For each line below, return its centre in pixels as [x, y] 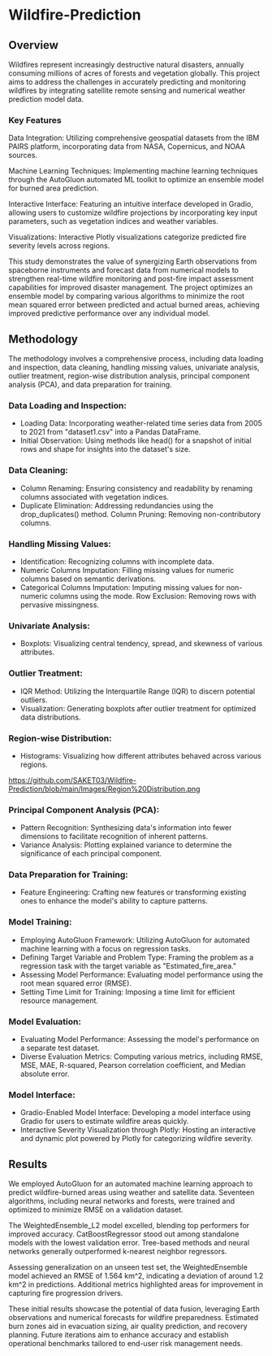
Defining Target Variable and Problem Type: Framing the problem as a [137, 957]
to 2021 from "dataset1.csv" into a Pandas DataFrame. [110, 432]
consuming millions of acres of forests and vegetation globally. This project [134, 73]
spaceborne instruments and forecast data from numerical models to [124, 270]
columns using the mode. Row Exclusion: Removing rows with [153, 596]
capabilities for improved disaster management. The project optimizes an [131, 287]
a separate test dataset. [60, 1048]
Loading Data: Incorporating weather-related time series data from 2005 [141, 423]
